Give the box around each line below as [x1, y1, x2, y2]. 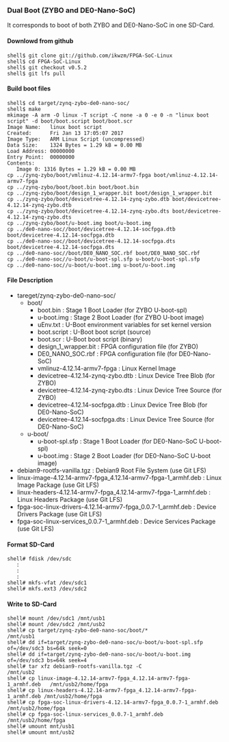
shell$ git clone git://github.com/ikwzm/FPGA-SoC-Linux [7, 52, 173, 59]
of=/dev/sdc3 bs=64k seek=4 [7, 657, 87, 664]
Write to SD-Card [7, 599, 57, 608]
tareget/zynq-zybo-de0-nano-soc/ [16, 291, 116, 300]
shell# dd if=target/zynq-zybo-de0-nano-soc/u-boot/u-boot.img [7, 651, 191, 658]
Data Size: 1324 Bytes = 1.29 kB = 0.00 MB [7, 141, 142, 149]
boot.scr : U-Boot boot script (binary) [37, 335, 143, 343]
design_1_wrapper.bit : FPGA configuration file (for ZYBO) [37, 342, 199, 350]
